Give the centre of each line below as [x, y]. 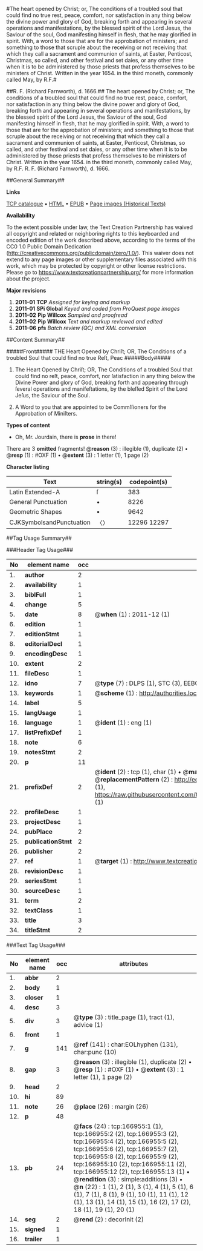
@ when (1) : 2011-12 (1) [132, 614]
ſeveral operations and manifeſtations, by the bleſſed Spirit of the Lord [101, 389]
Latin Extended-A [35, 492]
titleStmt [37, 930]
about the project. [28, 279]
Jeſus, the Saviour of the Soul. [53, 395]
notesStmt [40, 752]
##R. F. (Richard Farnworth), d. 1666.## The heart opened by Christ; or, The [101, 91]
